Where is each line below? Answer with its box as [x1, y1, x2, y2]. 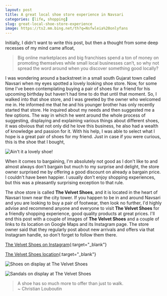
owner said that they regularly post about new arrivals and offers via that [5, 226, 155, 233]
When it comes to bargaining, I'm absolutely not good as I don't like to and [5, 158, 158, 164]
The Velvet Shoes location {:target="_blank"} [5, 251, 96, 257]
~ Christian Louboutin [17, 286, 62, 292]
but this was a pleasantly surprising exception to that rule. [5, 180, 124, 186]
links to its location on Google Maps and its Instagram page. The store [5, 221, 149, 227]
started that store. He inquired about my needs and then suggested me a [5, 107, 155, 113]
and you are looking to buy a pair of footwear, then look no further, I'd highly [5, 200, 162, 206]
